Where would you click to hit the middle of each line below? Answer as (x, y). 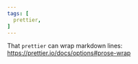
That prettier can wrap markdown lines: (65, 46)
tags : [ (18, 13)
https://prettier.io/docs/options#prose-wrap (69, 53)
